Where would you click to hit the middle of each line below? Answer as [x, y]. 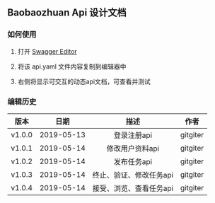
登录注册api [133, 135]
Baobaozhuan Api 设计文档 [67, 13]
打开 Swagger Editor [47, 51]
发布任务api [133, 161]
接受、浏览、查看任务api [133, 188]
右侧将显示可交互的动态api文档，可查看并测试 [84, 81]
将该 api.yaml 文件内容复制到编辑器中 [72, 66]
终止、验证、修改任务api [133, 175]
